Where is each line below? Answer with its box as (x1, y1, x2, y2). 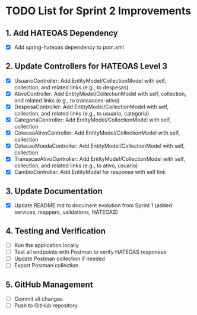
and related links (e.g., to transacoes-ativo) (14, 97, 120, 104)
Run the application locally (14, 242, 80, 249)
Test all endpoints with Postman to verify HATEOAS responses (14, 248, 167, 255)
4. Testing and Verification (5, 226, 106, 236)
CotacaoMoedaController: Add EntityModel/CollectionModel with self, (14, 142, 185, 149)
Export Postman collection (14, 262, 79, 269)
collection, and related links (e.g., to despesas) (14, 83, 129, 91)
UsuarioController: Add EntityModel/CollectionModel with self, (14, 77, 167, 84)
